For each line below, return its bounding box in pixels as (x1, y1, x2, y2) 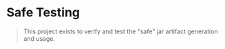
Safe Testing (6, 5, 81, 20)
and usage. (23, 34, 56, 42)
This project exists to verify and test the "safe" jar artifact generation (23, 27, 218, 35)
